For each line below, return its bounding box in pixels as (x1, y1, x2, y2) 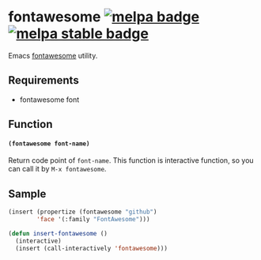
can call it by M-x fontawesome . (8, 164, 107, 174)
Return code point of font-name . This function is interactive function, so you (8, 156, 255, 165)
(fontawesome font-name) (8, 139, 90, 148)
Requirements (8, 73, 79, 87)
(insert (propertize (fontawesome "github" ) (8, 208, 157, 217)
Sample (8, 187, 47, 201)
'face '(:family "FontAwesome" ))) (36, 216, 150, 224)
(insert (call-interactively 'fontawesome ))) (15, 244, 168, 252)
